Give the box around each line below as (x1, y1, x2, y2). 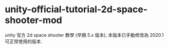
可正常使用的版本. (5, 38, 43, 44)
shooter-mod (5, 14, 62, 26)
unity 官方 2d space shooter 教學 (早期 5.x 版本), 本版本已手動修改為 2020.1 (5, 32, 164, 38)
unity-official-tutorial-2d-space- (5, 4, 148, 15)
